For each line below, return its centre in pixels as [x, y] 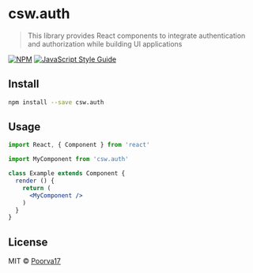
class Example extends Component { [67, 174]
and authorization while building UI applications [105, 43]
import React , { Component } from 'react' [79, 145]
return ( [37, 188]
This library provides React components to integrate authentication [136, 36]
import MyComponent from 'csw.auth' [68, 159]
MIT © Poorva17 [34, 261]
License [28, 242]
